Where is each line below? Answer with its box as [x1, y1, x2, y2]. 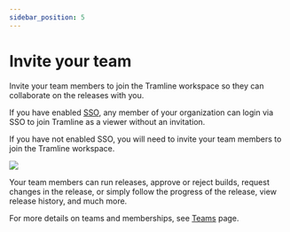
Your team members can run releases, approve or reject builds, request [9, 176, 270, 187]
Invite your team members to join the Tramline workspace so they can [9, 81, 264, 91]
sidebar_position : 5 [9, 12, 86, 22]
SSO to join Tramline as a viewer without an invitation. [9, 116, 206, 127]
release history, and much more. [9, 196, 128, 206]
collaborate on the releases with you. [9, 89, 145, 100]
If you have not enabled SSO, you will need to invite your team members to [9, 134, 282, 144]
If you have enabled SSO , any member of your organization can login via [9, 107, 274, 118]
